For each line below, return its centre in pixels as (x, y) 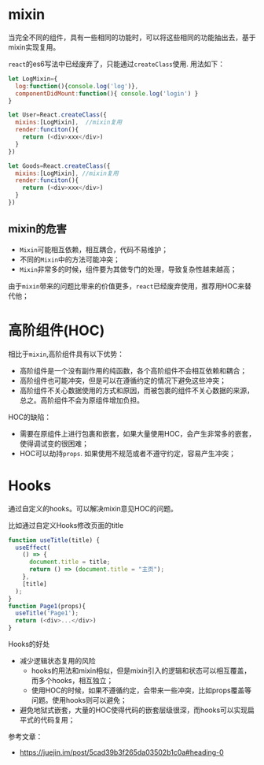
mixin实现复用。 (34, 47)
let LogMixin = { (33, 79)
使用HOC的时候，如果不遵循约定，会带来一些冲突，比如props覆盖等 (141, 690)
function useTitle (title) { (54, 540)
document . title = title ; (70, 562)
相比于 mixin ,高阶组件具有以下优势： (66, 354)
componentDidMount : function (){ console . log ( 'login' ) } (107, 93)
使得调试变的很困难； (54, 444)
